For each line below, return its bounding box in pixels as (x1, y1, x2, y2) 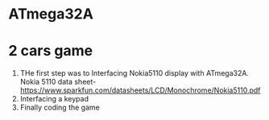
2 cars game (8, 42, 93, 60)
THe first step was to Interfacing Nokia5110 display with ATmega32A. (19, 68, 250, 78)
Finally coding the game (19, 102, 101, 113)
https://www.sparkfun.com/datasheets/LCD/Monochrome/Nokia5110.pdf (19, 85, 261, 95)
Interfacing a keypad (19, 94, 89, 104)
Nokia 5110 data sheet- (19, 77, 97, 87)
